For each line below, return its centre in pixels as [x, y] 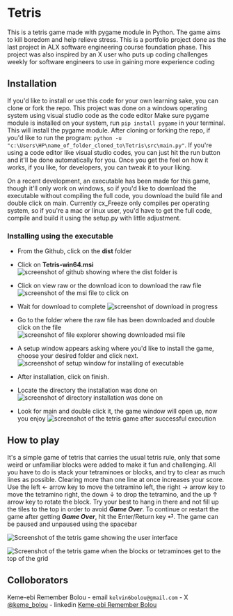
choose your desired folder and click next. [78, 356]
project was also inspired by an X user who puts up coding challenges [108, 54]
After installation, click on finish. [63, 377]
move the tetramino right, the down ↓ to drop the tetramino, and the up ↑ [112, 494]
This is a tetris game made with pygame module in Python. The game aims [114, 32]
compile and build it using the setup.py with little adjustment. [94, 218]
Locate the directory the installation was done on [87, 390]
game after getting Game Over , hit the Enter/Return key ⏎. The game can [113, 516]
